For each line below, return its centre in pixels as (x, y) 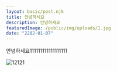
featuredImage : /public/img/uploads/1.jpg (58, 28)
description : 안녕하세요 (33, 22)
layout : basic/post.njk (35, 11)
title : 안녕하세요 (25, 17)
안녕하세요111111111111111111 (37, 51)
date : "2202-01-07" (30, 33)
